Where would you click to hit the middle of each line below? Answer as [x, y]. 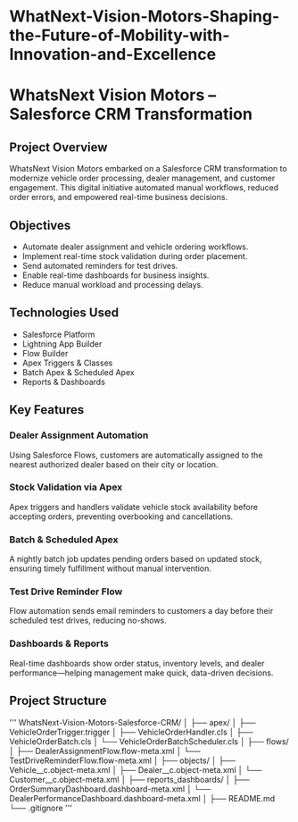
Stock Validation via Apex [66, 487]
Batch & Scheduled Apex [64, 540]
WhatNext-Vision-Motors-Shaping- [145, 17]
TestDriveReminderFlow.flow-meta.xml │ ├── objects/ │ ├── [123, 760]
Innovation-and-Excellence [113, 55]
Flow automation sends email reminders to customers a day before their [141, 611]
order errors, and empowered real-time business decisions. [119, 197]
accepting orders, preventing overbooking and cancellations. [121, 516]
